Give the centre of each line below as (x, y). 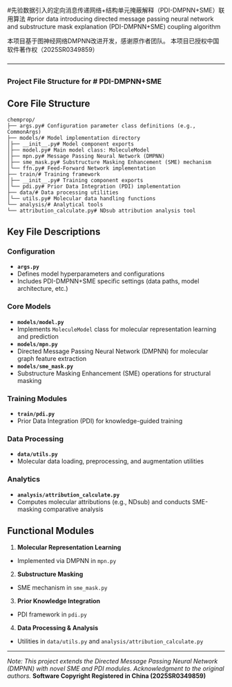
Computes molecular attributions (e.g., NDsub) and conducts (104, 501)
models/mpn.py (37, 344)
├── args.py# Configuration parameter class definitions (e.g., (101, 126)
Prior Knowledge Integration (59, 601)
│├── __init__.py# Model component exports (71, 144)
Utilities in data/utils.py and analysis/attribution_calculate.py (110, 641)
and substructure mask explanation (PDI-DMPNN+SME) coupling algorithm (114, 27)
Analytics (23, 479)
